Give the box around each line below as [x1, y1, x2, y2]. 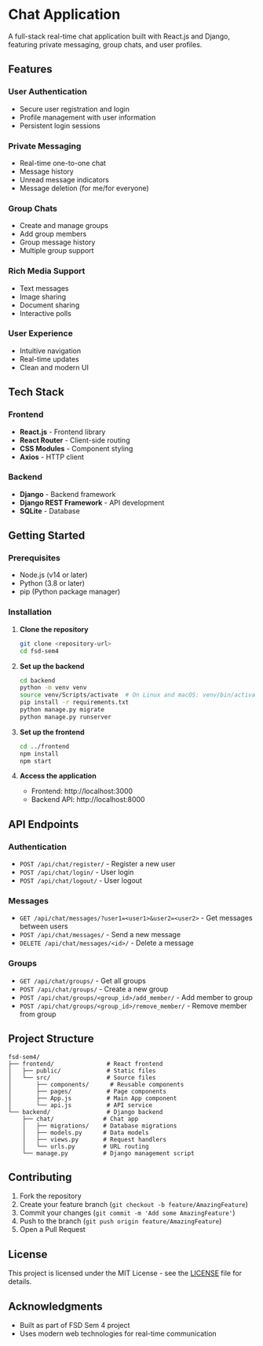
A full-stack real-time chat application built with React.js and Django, [8, 31, 230, 41]
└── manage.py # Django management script [22, 1149, 195, 1157]
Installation [8, 607, 53, 618]
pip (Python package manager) [19, 587, 121, 597]
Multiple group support [19, 246, 94, 256]
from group [19, 1009, 57, 1019]
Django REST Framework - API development [19, 498, 165, 507]
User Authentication [8, 86, 88, 97]
